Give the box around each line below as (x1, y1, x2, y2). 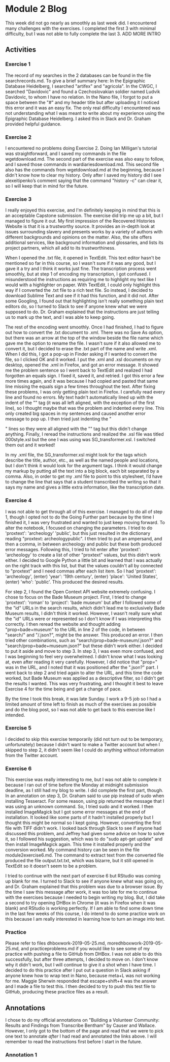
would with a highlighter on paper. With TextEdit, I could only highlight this (5, 282, 160, 288)
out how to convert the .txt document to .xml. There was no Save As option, (5, 329, 163, 336)
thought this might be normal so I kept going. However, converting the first (5, 820, 161, 826)
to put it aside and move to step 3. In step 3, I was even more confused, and (5, 648, 164, 654)
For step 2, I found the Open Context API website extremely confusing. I (5, 588, 156, 595)
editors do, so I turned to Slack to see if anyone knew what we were (5, 304, 147, 310)
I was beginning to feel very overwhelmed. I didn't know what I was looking (5, 653, 162, 659)
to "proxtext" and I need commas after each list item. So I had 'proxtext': (5, 568, 156, 574)
